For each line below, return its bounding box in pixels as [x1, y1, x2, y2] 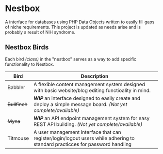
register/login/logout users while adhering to [33, 135, 135, 141]
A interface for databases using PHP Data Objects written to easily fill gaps [5, 19, 155, 25]
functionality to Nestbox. [5, 61, 54, 67]
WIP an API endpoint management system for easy [33, 115, 150, 122]
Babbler [7, 84, 26, 91]
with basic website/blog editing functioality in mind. [33, 87, 151, 93]
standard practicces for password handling [33, 141, 132, 148]
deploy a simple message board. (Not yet [33, 101, 128, 108]
